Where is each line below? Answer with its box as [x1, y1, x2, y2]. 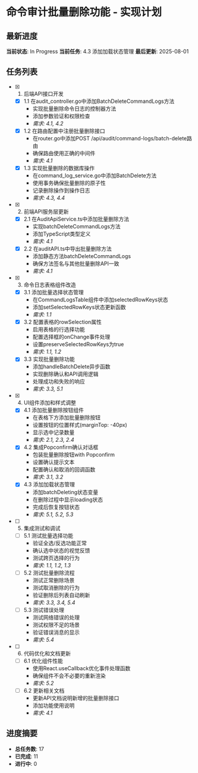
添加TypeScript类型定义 [32, 230, 91, 238]
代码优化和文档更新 [23, 649, 71, 657]
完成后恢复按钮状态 [32, 503, 80, 510]
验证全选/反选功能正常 [32, 539, 87, 546]
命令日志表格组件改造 [23, 281, 76, 288]
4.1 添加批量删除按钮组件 [23, 407, 84, 414]
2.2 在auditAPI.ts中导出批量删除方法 [23, 245, 112, 253]
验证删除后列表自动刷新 [32, 591, 90, 598]
